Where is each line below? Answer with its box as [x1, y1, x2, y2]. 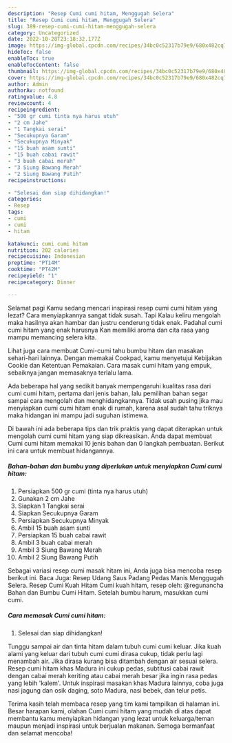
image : [8, 42, 27, 49]
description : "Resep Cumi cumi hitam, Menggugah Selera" [8, 10, 175, 17]
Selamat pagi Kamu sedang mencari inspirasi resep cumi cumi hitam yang [8, 304, 218, 312]
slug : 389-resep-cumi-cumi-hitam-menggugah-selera [8, 23, 156, 30]
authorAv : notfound [8, 87, 64, 94]
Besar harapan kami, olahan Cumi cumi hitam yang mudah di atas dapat [8, 706, 212, 715]
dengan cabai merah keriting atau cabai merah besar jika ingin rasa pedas [8, 671, 218, 680]
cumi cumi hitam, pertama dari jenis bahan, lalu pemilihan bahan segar [8, 389, 209, 397]
